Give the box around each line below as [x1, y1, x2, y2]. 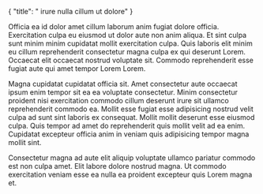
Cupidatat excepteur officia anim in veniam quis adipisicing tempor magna [8, 129, 250, 139]
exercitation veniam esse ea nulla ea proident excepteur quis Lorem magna [8, 170, 253, 179]
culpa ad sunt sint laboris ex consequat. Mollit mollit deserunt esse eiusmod [8, 113, 255, 121]
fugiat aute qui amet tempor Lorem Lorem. [8, 64, 146, 73]
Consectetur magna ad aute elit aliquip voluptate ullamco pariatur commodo [8, 153, 256, 162]
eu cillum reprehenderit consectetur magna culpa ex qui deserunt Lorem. [8, 47, 246, 56]
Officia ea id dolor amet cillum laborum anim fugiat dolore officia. [8, 22, 220, 31]
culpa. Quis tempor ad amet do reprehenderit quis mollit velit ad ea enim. [8, 121, 246, 130]
